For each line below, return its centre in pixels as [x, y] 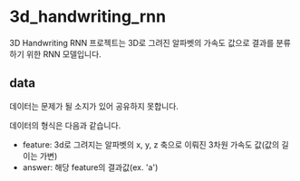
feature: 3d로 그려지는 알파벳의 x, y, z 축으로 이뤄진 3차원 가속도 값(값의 [151, 144]
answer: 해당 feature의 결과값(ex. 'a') [90, 167]
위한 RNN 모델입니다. [63, 54]
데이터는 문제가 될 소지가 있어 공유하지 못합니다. [94, 106]
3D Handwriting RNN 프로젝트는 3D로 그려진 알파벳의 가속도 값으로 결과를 [142, 43]
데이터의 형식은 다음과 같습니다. [65, 125]
